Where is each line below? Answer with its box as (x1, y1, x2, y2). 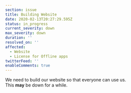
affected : (5, 44, 26, 49)
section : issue (5, 7, 37, 12)
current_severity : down (5, 26, 55, 31)
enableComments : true (5, 63, 50, 68)
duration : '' (5, 35, 32, 40)
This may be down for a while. (5, 82, 68, 88)
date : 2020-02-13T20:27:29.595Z (5, 16, 72, 21)
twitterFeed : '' (5, 58, 39, 63)
